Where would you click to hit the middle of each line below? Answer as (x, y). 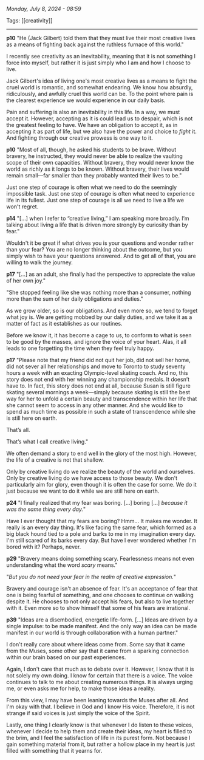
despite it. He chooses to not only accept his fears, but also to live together (100, 601)
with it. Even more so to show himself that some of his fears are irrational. (98, 608)
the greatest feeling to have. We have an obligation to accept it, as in (92, 125)
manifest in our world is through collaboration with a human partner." (92, 632)
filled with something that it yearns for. (54, 751)
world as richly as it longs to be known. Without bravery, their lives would (98, 169)
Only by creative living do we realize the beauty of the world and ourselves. (101, 471)
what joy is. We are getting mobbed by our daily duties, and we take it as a (99, 317)
